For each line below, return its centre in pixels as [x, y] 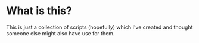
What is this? [39, 11]
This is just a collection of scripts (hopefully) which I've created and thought [99, 27]
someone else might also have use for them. [60, 33]
